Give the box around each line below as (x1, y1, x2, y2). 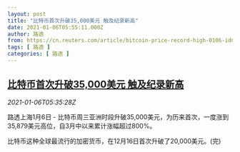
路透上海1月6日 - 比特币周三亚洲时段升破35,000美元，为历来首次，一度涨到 (7, 112, 229, 121)
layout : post (7, 10, 46, 18)
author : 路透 (7, 30, 44, 38)
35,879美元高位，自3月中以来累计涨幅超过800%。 (7, 121, 156, 130)
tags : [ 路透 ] (7, 44, 51, 51)
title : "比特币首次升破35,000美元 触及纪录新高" (7, 17, 139, 24)
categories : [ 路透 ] (7, 51, 70, 58)
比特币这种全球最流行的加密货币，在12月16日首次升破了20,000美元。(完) (7, 136, 221, 145)
